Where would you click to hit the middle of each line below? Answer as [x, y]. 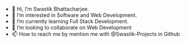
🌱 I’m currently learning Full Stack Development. [70, 21]
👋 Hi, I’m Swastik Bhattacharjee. [50, 9]
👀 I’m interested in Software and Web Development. [74, 15]
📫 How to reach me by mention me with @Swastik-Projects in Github [96, 34]
